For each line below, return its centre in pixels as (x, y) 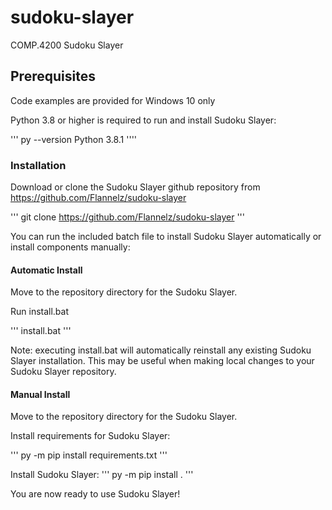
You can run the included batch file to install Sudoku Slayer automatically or (166, 237)
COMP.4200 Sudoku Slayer (67, 45)
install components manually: (70, 247)
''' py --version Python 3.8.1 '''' (74, 139)
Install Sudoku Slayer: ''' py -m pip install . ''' (102, 475)
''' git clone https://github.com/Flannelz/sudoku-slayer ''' (127, 217)
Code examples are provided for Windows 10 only (113, 100)
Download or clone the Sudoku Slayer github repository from (135, 187)
